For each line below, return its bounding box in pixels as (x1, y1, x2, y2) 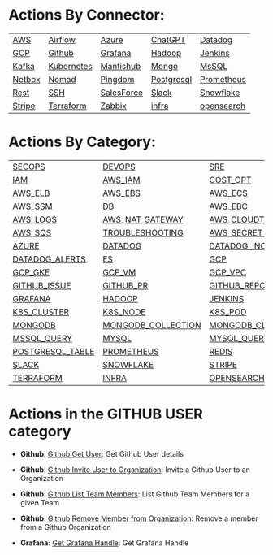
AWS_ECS (209, 187, 248, 198)
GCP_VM (102, 267, 136, 278)
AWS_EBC (209, 201, 249, 212)
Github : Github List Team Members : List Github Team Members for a (19, 489, 250, 499)
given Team (19, 497, 60, 507)
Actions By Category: (8, 132, 157, 151)
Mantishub (100, 60, 141, 72)
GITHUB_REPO (209, 280, 266, 291)
